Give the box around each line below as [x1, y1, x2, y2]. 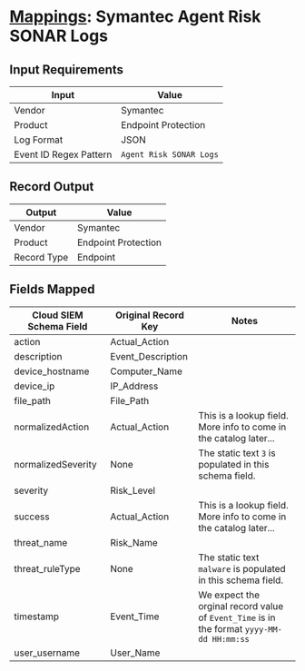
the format [198, 622, 243, 635]
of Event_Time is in [198, 611, 276, 624]
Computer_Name [110, 365, 183, 378]
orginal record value [198, 599, 284, 612]
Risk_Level [110, 484, 156, 497]
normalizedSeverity [14, 458, 97, 470]
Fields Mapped [9, 281, 95, 297]
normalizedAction [14, 420, 90, 433]
